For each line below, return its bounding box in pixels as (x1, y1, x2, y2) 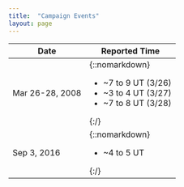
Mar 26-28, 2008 (12, 87, 82, 98)
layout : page (8, 19, 53, 28)
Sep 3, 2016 (12, 147, 61, 158)
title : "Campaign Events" (8, 11, 100, 20)
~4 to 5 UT (102, 147, 144, 158)
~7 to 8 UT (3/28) (102, 97, 172, 108)
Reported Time (101, 45, 160, 57)
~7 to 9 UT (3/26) (102, 77, 172, 88)
